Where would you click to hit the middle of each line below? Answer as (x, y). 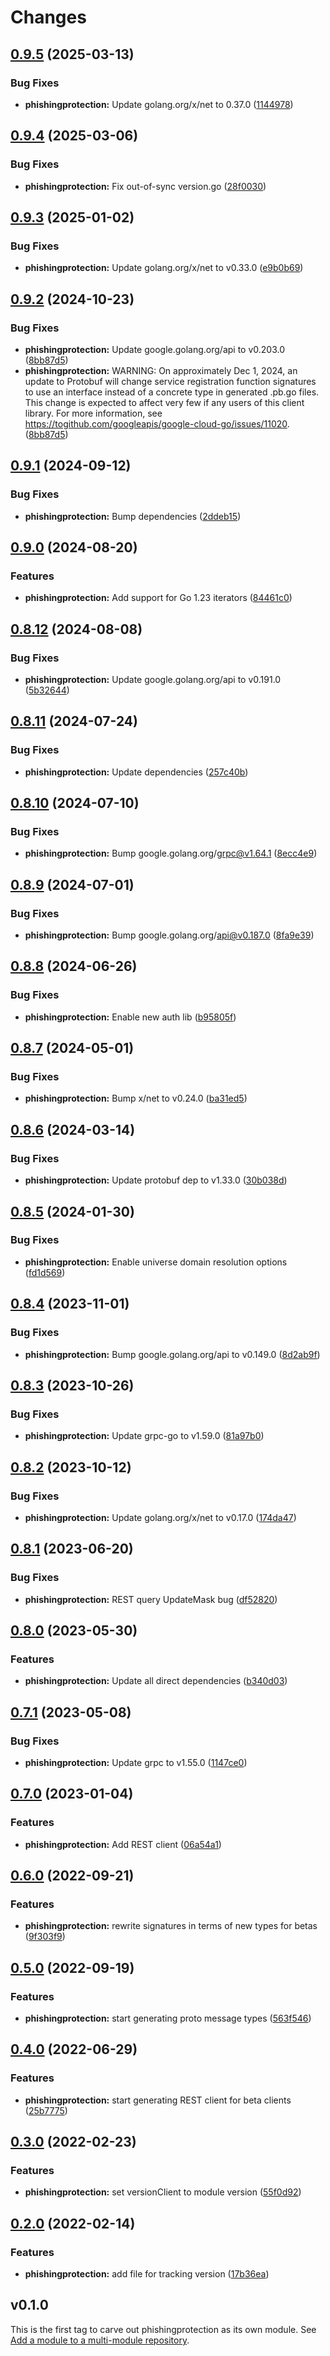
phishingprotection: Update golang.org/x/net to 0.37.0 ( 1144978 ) (159, 104)
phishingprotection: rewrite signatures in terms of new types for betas (171, 1926)
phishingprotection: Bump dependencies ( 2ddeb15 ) (133, 516)
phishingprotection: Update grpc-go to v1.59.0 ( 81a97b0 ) (144, 1436)
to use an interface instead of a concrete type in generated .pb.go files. (172, 392)
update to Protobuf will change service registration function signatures (170, 381)
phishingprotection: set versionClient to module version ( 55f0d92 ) (163, 2192)
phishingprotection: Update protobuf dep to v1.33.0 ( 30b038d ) (156, 1180)
